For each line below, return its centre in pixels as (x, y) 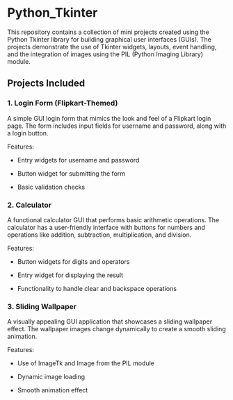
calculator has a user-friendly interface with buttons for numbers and (106, 227)
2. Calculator (30, 205)
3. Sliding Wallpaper (42, 306)
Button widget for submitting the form (71, 173)
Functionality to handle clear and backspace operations (97, 288)
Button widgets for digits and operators (73, 261)
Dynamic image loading (51, 377)
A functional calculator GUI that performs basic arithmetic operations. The (113, 219)
